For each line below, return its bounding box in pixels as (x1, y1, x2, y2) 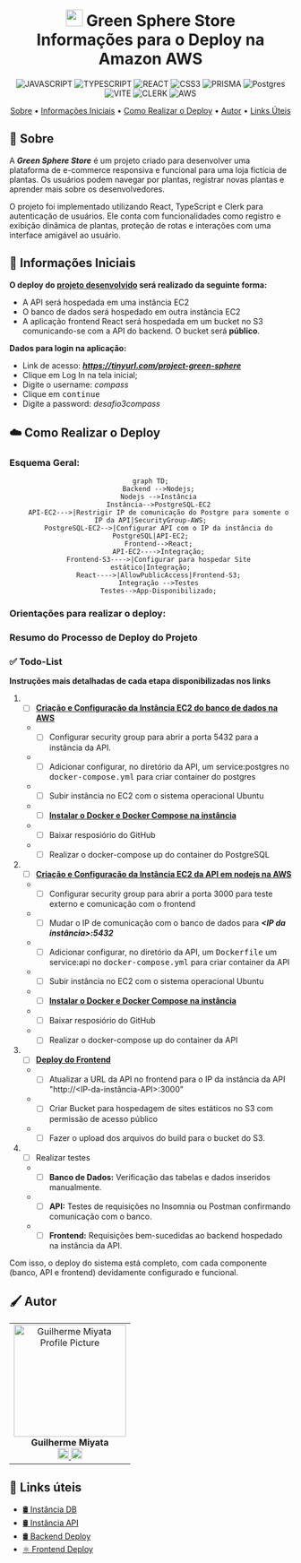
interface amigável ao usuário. (9, 229, 121, 240)
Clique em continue (21, 388, 100, 399)
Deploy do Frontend (35, 1054, 111, 1066)
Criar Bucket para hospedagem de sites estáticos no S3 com (48, 1103, 273, 1114)
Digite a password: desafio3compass (21, 398, 161, 409)
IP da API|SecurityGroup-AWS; (93, 516, 208, 525)
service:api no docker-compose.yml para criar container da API (48, 957, 290, 968)
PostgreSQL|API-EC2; (111, 531, 190, 541)
